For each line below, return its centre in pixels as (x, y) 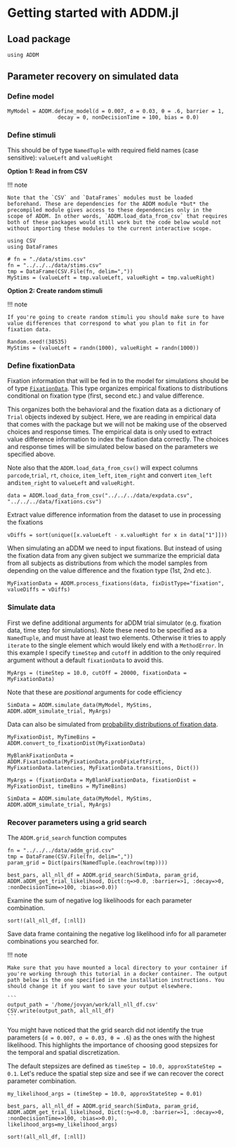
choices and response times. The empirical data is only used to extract (110, 432)
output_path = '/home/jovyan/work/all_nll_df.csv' (83, 1004)
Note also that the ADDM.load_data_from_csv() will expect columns (103, 468)
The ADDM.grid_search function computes (67, 837)
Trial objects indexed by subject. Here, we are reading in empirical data (112, 417)
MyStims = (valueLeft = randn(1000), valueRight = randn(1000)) (103, 348)
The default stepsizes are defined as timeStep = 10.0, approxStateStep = (114, 1065)
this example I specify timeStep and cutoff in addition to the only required (114, 652)
